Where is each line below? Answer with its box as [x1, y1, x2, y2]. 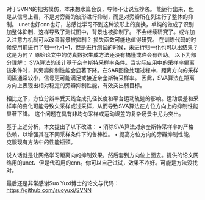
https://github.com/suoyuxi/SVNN [6, 187, 92, 194]
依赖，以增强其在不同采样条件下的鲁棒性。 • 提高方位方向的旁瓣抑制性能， [6, 131, 194, 138]
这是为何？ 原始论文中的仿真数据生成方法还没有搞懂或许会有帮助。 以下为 [6, 51, 191, 58]
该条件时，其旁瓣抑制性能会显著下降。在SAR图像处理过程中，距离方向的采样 [6, 67, 199, 73]
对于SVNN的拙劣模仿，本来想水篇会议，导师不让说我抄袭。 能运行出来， [6, 6, 189, 12]
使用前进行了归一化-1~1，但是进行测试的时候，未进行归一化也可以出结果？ [11, 43, 199, 51]
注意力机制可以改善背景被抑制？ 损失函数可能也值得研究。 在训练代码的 [11, 36, 191, 43]
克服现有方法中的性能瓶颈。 [6, 138, 76, 146]
